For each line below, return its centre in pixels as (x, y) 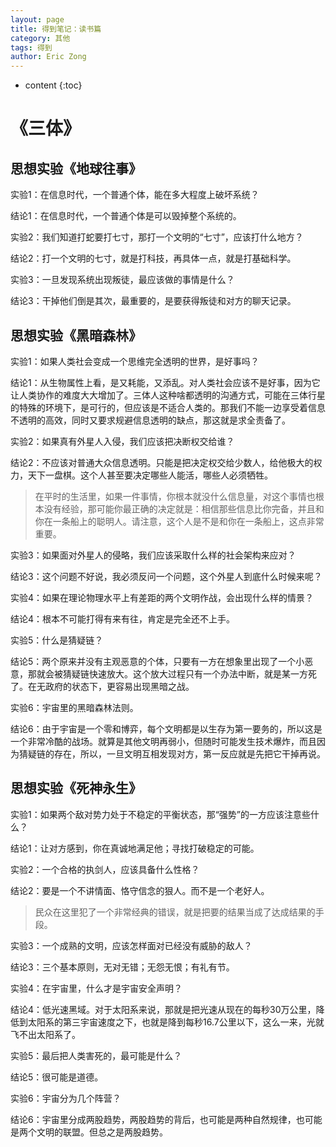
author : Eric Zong (48, 57)
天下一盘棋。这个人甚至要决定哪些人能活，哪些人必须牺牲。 (150, 475)
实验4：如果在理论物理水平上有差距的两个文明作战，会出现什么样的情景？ (162, 597)
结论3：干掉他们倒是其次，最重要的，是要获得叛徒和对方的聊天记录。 (153, 301)
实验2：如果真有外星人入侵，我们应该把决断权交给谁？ (122, 441)
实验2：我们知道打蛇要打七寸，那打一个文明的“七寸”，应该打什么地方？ (157, 237)
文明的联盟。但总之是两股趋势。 (102, 1132)
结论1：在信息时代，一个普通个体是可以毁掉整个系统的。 (126, 216)
